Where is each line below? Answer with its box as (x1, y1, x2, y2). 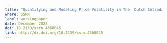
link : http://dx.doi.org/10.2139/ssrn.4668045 (5, 30, 103, 35)
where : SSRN (5, 12, 30, 17)
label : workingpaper (5, 16, 48, 21)
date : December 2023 (5, 21, 48, 26)
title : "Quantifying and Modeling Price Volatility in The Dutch (5, 7, 146, 12)
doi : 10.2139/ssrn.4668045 (5, 26, 61, 31)
